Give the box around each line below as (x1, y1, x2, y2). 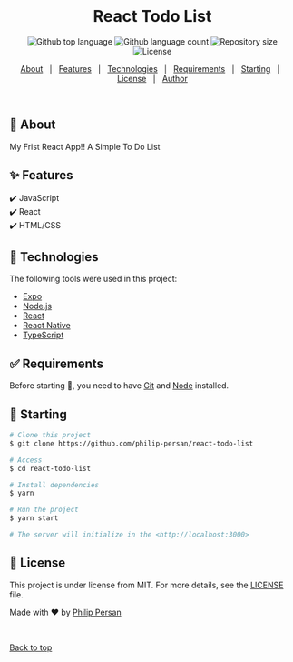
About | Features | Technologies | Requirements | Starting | (20, 63, 280, 74)
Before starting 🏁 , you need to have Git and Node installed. (9, 380, 230, 391)
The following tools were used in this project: (9, 274, 178, 285)
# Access (9, 456, 43, 465)
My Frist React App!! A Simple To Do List (9, 141, 161, 152)
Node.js (22, 301, 53, 312)
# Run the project (9, 506, 79, 515)
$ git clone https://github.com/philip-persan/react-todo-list (9, 438, 254, 448)
